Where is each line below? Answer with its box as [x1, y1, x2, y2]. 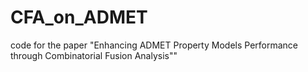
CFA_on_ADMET [10, 6, 148, 29]
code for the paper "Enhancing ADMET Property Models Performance [10, 39, 298, 51]
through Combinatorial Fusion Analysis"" [10, 49, 178, 61]
